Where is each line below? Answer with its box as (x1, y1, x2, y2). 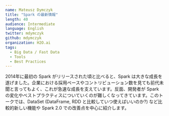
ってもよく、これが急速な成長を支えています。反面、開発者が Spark (18, 86, 159, 92)
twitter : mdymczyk (5, 31, 44, 36)
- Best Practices (10, 59, 46, 64)
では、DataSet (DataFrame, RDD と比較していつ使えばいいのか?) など (14, 99, 158, 105)
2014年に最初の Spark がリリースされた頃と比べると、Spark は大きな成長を (5, 74, 163, 80)
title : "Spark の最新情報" (5, 12, 58, 17)
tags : (5, 45, 17, 50)
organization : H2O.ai (5, 40, 51, 45)
